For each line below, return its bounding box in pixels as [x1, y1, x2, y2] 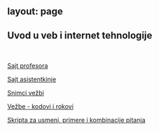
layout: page [7, 6, 63, 18]
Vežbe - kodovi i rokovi [7, 102, 74, 111]
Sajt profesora [7, 62, 48, 70]
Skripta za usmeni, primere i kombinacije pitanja [7, 116, 146, 125]
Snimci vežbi [7, 89, 44, 97]
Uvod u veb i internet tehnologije [7, 29, 153, 41]
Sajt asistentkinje [7, 75, 57, 83]
